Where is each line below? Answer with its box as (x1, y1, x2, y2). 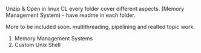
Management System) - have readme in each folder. (5, 11, 136, 19)
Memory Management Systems (14, 35, 93, 42)
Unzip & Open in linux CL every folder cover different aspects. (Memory (5, 5, 185, 12)
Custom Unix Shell (14, 42, 61, 48)
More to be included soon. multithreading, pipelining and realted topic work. (5, 23, 195, 30)
